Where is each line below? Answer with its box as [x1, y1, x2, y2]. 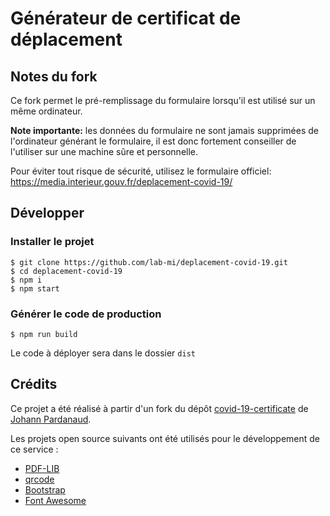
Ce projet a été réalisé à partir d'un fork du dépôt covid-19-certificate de [10, 402, 309, 414]
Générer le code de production [10, 307, 162, 321]
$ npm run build [10, 329, 78, 339]
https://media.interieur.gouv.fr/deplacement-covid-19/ [10, 176, 233, 187]
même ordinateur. [10, 105, 83, 117]
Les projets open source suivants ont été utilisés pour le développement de [10, 432, 321, 444]
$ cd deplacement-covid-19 [10, 266, 123, 276]
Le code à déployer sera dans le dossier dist [10, 347, 196, 359]
